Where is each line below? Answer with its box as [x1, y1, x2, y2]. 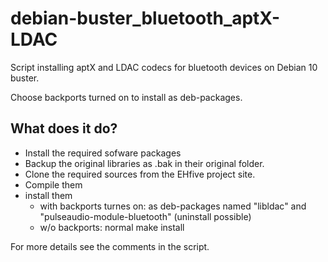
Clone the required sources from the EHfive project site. [24, 168, 256, 180]
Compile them [24, 178, 83, 191]
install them [24, 189, 73, 201]
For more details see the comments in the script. [10, 240, 210, 252]
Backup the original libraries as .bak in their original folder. [24, 157, 265, 169]
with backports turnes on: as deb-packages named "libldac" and [39, 200, 307, 212]
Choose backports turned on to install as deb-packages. [10, 91, 243, 103]
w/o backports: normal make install [39, 221, 185, 233]
